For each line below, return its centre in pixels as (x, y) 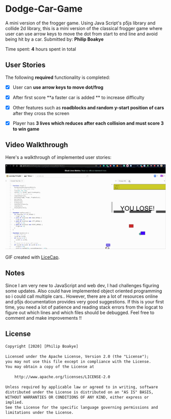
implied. (15, 402)
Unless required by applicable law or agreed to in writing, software (82, 387)
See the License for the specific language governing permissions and (82, 407)
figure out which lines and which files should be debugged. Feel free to (80, 312)
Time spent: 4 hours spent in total (41, 49)
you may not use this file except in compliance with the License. (78, 361)
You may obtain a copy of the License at (50, 367)
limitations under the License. (39, 412)
